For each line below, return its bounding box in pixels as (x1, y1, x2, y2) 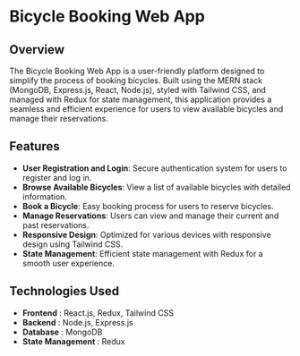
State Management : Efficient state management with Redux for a (21, 248, 263, 259)
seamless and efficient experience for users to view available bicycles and (9, 104, 284, 114)
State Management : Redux (21, 335, 125, 346)
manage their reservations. (9, 114, 109, 123)
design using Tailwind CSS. (21, 239, 124, 250)
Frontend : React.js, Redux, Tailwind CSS (21, 307, 175, 318)
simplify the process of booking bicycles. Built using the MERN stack (9, 75, 263, 86)
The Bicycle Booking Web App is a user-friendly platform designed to (9, 65, 265, 76)
